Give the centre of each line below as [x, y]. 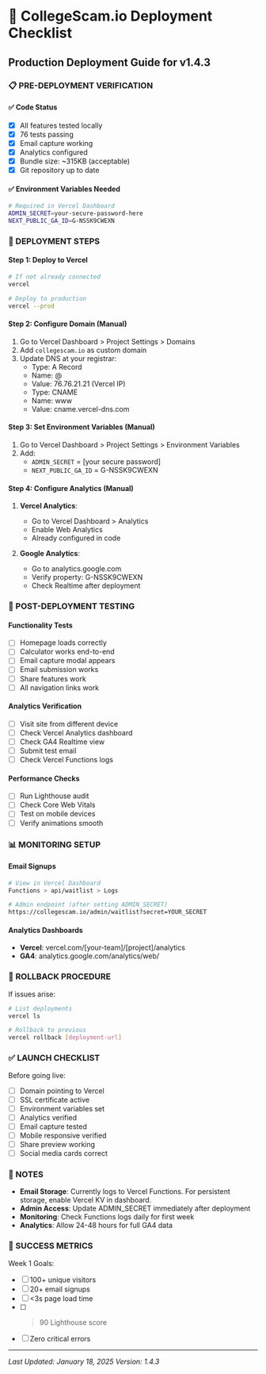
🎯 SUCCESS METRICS [51, 1246]
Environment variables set [62, 1108]
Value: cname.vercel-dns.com [80, 409]
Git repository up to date [59, 171]
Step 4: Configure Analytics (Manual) [71, 488]
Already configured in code [76, 538]
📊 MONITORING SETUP [55, 844]
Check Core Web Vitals [57, 805]
